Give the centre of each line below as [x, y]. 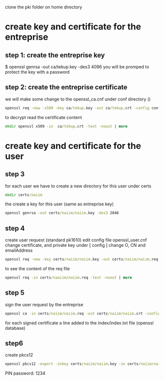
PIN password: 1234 [25, 373]
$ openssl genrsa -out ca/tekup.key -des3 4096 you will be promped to [77, 67]
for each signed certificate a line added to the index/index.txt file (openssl [79, 323]
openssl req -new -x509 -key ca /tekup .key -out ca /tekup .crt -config [77, 108]
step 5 [15, 293]
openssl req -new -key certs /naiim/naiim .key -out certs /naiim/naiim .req [82, 260]
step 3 [15, 174]
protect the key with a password [37, 72]
